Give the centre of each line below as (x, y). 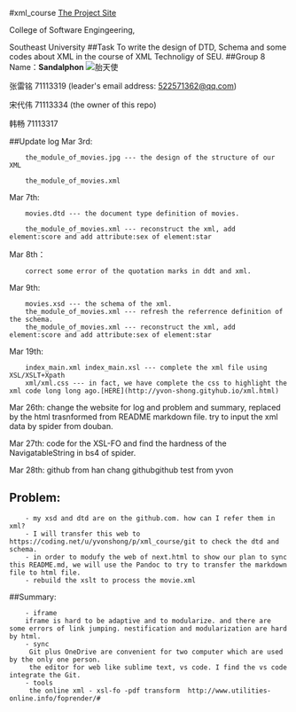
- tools (39, 683)
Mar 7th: (24, 197)
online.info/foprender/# (55, 698)
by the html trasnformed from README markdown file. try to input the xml (144, 417)
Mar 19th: (27, 351)
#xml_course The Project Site (63, 13)
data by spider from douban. (61, 426)
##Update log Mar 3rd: (51, 141)
